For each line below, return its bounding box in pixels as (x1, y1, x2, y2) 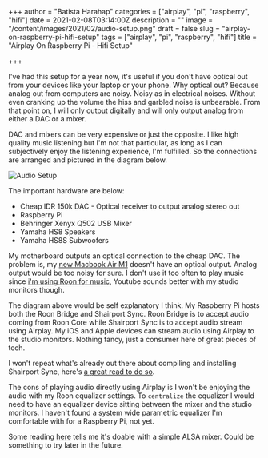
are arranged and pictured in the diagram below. (8, 155, 168, 165)
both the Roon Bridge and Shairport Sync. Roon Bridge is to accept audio (8, 309, 250, 318)
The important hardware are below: (8, 186, 125, 195)
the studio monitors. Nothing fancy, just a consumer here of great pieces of (8, 335, 257, 344)
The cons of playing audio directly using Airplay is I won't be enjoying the (8, 383, 250, 392)
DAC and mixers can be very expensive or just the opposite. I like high (8, 129, 239, 139)
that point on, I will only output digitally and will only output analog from (8, 106, 244, 115)
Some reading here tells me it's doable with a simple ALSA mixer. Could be (8, 432, 254, 441)
